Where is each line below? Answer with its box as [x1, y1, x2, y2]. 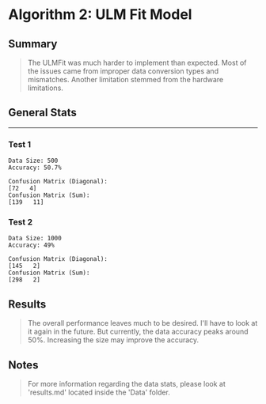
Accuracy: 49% [8, 241, 55, 250]
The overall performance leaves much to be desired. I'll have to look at [27, 319, 258, 328]
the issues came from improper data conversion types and [27, 66, 219, 76]
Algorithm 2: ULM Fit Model [8, 6, 192, 24]
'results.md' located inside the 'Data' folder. [27, 387, 170, 397]
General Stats [8, 106, 78, 119]
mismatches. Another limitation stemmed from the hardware [27, 75, 224, 84]
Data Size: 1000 [8, 235, 62, 243]
